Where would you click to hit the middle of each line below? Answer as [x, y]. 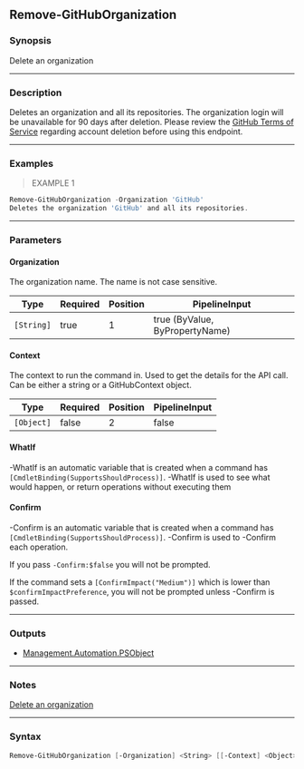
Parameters [35, 239]
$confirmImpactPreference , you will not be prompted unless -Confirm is [142, 591]
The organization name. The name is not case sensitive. [114, 282]
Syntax [25, 736]
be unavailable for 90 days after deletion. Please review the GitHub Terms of [152, 122]
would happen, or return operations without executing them [120, 487]
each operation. [39, 547]
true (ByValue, [184, 319]
